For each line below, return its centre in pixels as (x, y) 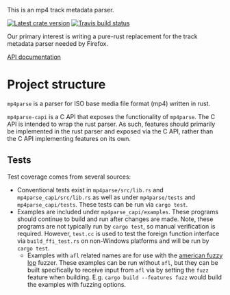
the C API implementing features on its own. (69, 138)
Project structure (56, 85)
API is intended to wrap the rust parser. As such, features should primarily (111, 124)
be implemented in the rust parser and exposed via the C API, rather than (110, 131)
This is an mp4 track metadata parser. (61, 10)
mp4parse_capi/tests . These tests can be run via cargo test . (102, 204)
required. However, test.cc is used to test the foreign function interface (118, 233)
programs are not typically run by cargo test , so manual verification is (116, 226)
